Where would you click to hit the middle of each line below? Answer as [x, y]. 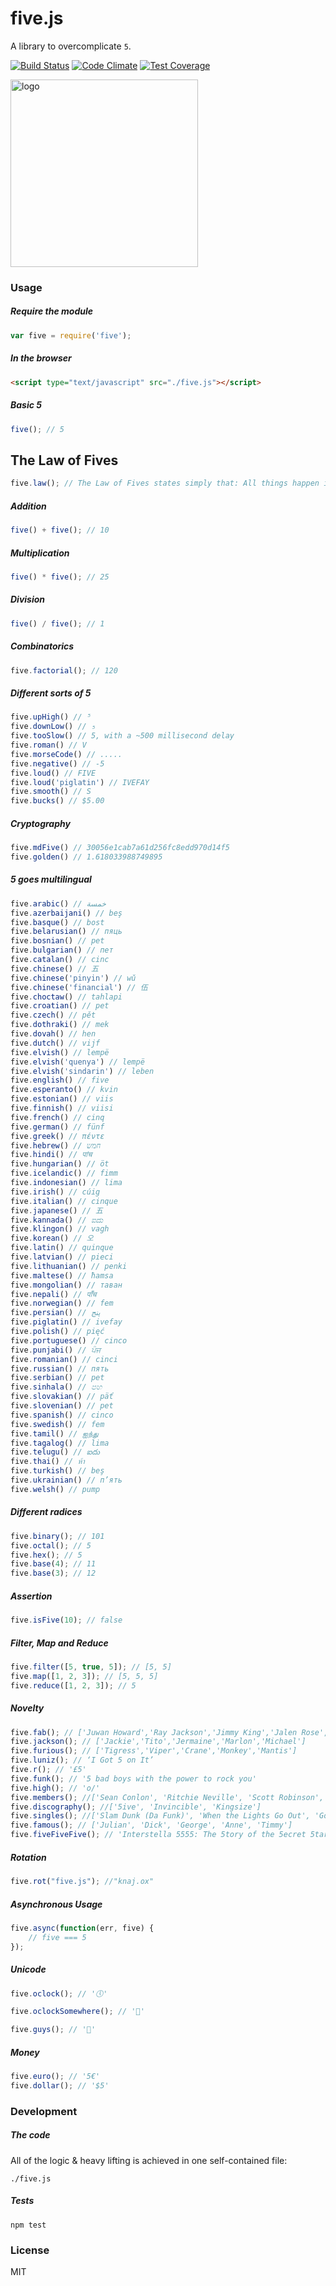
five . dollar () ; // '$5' [60, 2085]
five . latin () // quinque [62, 1248]
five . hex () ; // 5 [46, 1555]
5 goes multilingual [51, 879]
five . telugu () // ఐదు [55, 1452]
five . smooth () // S [51, 792]
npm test [28, 2225]
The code [30, 2135]
